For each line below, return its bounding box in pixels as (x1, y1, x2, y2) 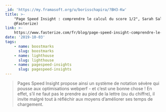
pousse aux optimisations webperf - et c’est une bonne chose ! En (17, 86, 152, 91)
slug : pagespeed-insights (18, 67, 72, 72)
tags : (5, 39, 16, 44)
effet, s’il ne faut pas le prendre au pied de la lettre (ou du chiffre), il (17, 91, 155, 97)
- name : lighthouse (14, 53, 54, 58)
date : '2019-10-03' (5, 35, 45, 40)
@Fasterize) (14, 21, 39, 26)
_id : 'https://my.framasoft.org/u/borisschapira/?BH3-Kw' (5, 7, 127, 12)
